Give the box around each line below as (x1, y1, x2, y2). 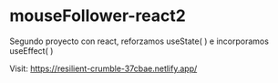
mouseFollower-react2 (9, 5, 187, 26)
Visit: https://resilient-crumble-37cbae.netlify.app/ (9, 63, 198, 74)
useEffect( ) (9, 45, 54, 56)
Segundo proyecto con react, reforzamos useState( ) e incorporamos (9, 36, 269, 47)
